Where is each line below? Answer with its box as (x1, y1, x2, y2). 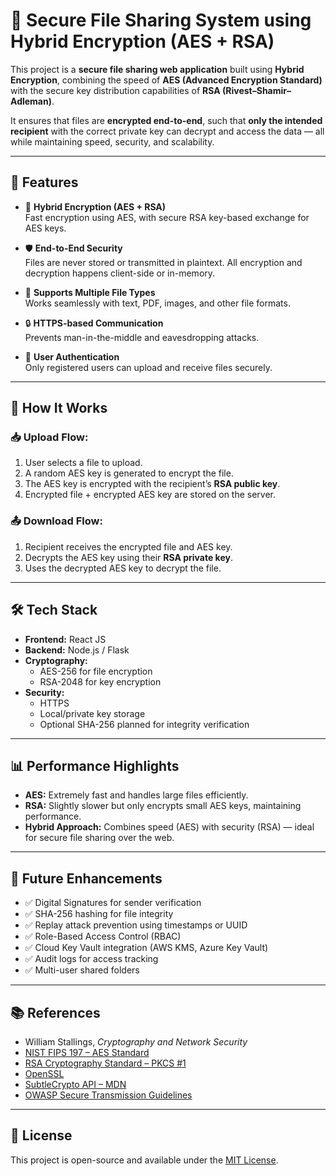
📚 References (10, 1004, 101, 1021)
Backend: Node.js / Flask (24, 644, 130, 656)
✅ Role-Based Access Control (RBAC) (24, 930, 182, 943)
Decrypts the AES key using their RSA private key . (24, 551, 233, 563)
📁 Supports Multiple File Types (24, 286, 156, 298)
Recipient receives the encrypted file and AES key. (24, 540, 233, 553)
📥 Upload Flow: (10, 430, 89, 444)
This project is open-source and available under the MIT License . (10, 1154, 279, 1166)
